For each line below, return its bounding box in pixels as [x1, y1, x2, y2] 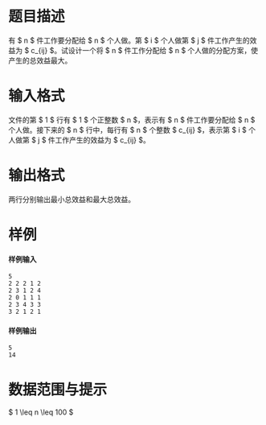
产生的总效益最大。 [8, 56, 72, 65]
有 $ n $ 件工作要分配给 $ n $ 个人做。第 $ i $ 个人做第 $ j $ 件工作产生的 [8, 35, 251, 45]
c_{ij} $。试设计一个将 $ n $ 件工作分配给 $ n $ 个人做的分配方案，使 [31, 45, 259, 55]
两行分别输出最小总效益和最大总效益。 [8, 194, 135, 204]
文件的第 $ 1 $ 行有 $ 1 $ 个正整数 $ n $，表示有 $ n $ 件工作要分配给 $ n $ [8, 114, 256, 125]
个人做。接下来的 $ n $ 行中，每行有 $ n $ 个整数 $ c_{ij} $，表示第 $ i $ [8, 125, 248, 134]
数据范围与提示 [8, 380, 108, 398]
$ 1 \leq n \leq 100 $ [8, 407, 74, 417]
